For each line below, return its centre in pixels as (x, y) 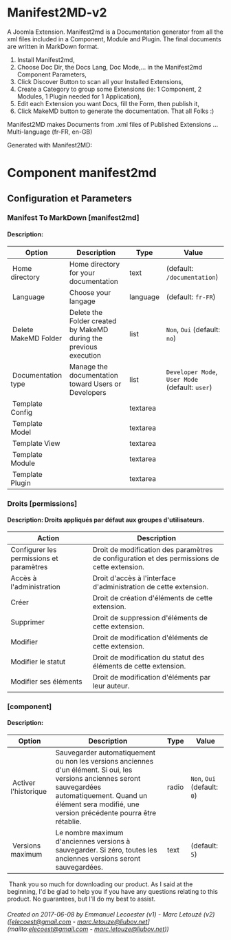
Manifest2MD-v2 (57, 13)
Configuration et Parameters (69, 198)
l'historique (29, 791)
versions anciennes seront (98, 778)
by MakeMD (89, 329)
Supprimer (27, 622)
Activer (24, 782)
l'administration (35, 586)
